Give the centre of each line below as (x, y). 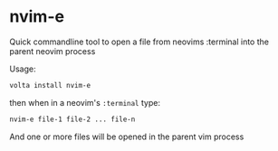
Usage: (23, 69)
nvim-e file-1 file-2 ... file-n (72, 119)
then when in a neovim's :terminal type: (85, 102)
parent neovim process (53, 51)
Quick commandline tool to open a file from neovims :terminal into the (139, 42)
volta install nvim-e (50, 85)
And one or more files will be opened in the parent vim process (127, 137)
